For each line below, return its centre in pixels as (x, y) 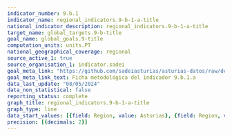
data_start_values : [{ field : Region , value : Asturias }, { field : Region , (114, 115)
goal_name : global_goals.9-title (55, 39)
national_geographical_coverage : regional (69, 52)
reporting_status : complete (48, 97)
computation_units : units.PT (49, 45)
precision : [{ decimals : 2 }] (48, 122)
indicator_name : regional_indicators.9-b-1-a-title (83, 20)
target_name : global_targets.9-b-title (65, 33)
